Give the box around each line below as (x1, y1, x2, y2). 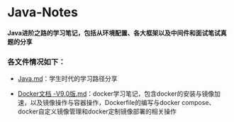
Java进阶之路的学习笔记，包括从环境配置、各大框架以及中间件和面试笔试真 (7, 28, 227, 37)
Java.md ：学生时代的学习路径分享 (17, 74, 118, 83)
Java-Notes (7, 4, 78, 21)
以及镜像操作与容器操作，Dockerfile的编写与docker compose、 (30, 99, 216, 107)
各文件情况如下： (7, 57, 66, 67)
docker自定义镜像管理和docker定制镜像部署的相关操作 (17, 107, 177, 116)
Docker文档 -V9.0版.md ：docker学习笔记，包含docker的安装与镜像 (17, 89, 215, 98)
